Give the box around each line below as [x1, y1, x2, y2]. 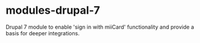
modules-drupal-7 [5, 4, 100, 17]
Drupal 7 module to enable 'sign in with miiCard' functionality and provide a [5, 23, 195, 30]
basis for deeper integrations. [5, 29, 80, 36]
